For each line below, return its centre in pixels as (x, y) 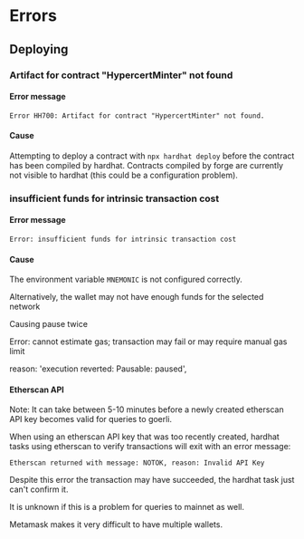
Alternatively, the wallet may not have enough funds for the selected (137, 297)
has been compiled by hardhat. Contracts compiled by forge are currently (146, 165)
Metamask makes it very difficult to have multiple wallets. (116, 525)
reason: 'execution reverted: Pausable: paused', (98, 369)
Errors (33, 16)
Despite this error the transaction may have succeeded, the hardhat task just (152, 480)
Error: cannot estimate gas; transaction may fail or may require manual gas (148, 342)
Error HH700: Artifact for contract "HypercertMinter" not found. (137, 115)
